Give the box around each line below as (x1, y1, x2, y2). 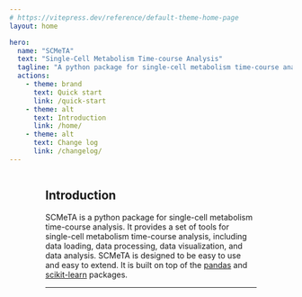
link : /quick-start (32, 96, 106, 105)
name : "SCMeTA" (17, 46, 75, 55)
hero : (9, 38, 30, 47)
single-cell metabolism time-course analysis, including (45, 230, 247, 241)
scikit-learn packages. (45, 269, 129, 280)
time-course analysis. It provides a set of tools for (45, 221, 230, 232)
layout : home (9, 22, 58, 31)
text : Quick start (32, 87, 102, 97)
